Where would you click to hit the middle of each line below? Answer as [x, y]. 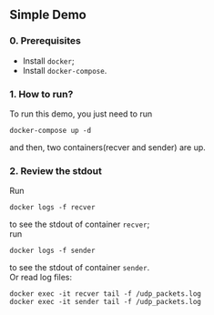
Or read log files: [41, 278]
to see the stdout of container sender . [80, 268]
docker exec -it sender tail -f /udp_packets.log [106, 302]
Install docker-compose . [65, 70]
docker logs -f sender [52, 251]
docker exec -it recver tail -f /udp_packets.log [106, 294]
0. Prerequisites [46, 41]
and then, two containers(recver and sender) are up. [108, 147]
